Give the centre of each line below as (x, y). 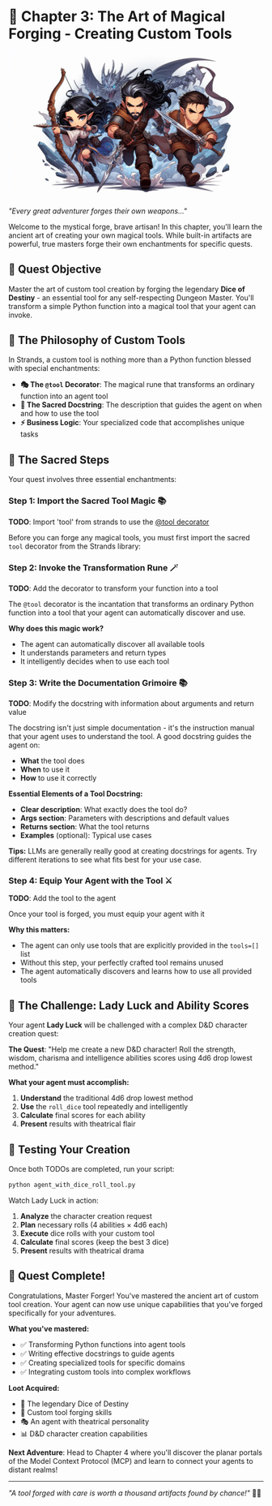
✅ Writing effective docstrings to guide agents (98, 1353)
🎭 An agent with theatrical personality (85, 1421)
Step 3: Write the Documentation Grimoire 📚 (98, 682)
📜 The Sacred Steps (59, 460)
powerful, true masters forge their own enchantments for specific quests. (131, 243)
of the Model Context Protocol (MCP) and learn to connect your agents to (131, 1461)
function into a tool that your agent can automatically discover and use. (127, 613)
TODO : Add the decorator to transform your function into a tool (113, 588)
